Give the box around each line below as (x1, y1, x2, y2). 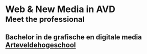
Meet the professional (5, 14, 85, 24)
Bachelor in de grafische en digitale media (5, 33, 142, 41)
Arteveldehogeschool (5, 40, 76, 49)
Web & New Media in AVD (5, 4, 116, 15)
